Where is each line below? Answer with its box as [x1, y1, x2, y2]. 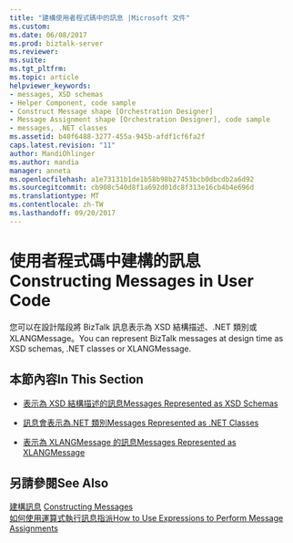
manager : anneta [9, 166, 71, 175]
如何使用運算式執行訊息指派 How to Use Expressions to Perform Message [9, 513, 284, 524]
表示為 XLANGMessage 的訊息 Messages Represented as [22, 436, 237, 447]
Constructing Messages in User [9, 270, 255, 291]
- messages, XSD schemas [9, 89, 104, 99]
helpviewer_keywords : [9, 81, 92, 90]
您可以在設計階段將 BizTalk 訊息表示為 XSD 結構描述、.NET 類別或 [9, 321, 258, 332]
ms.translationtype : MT [9, 192, 100, 201]
